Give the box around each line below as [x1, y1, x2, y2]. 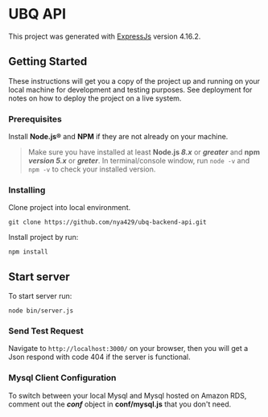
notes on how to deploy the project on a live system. [8, 93, 182, 103]
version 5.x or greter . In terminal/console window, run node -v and [27, 156, 250, 166]
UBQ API [8, 5, 67, 23]
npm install [8, 248, 48, 256]
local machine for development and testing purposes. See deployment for [8, 85, 253, 94]
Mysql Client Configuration [8, 372, 117, 383]
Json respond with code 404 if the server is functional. [8, 352, 191, 362]
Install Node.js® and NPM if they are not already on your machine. [8, 132, 229, 142]
